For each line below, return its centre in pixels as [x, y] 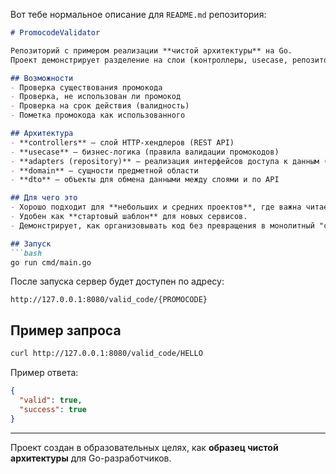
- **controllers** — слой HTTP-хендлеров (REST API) [122, 142]
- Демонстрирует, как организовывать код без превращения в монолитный [162, 225]
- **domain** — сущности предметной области [104, 170]
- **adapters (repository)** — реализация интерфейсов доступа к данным [165, 161]
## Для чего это [44, 198]
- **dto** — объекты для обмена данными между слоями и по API [145, 180]
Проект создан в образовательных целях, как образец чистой [144, 447]
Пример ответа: [44, 373]
